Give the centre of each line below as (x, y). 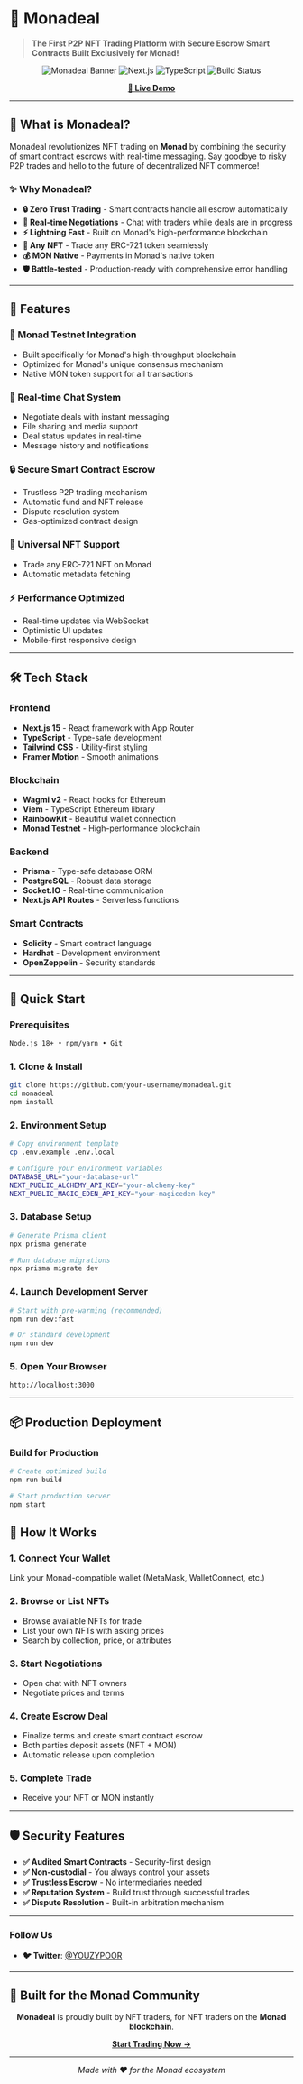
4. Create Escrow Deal (59, 1716)
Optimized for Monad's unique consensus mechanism (123, 364)
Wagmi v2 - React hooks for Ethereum (94, 799)
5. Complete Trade (50, 1778)
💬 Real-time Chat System (65, 397)
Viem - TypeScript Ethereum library (89, 809)
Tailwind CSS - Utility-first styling (85, 747)
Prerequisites (39, 1025)
